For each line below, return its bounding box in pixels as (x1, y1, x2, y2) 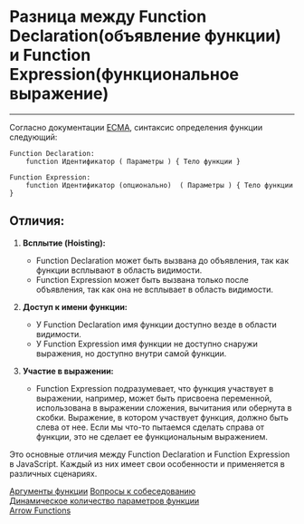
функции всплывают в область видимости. (35, 265, 203, 276)
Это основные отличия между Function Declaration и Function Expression (9, 449, 290, 460)
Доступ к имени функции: (22, 301, 128, 312)
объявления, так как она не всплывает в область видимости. (35, 284, 274, 295)
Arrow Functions (9, 505, 71, 516)
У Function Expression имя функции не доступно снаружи (35, 338, 258, 349)
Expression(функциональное (9, 64, 240, 85)
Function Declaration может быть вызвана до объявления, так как (35, 255, 290, 266)
